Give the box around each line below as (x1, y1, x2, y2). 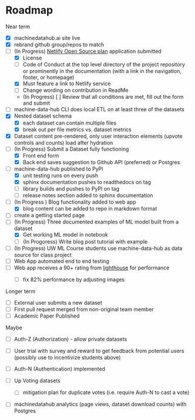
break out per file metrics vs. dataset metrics (22, 126, 132, 133)
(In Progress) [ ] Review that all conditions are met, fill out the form (22, 94, 184, 101)
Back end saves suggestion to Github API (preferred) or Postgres (22, 158, 180, 165)
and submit (22, 99, 51, 106)
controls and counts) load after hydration (14, 139, 113, 146)
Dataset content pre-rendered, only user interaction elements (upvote (14, 132, 183, 139)
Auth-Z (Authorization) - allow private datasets (14, 336, 127, 342)
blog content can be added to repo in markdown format (22, 205, 157, 212)
